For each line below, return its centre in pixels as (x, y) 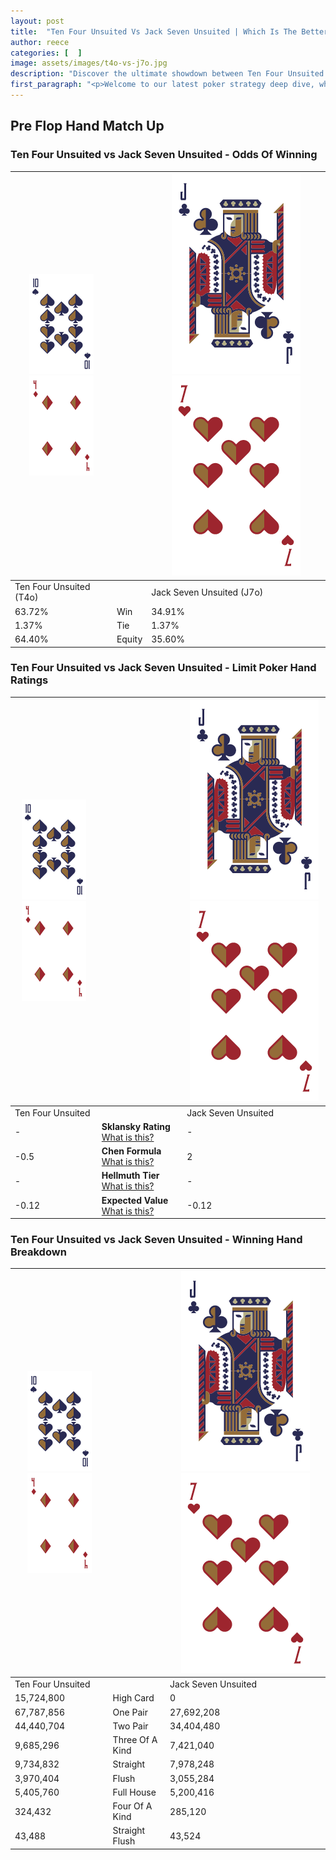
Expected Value (135, 1200)
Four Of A (132, 1806)
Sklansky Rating (136, 1126)
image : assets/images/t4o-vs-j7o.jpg (89, 63)
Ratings (29, 680)
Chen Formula (131, 1151)
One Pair (130, 1712)
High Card (133, 1698)
